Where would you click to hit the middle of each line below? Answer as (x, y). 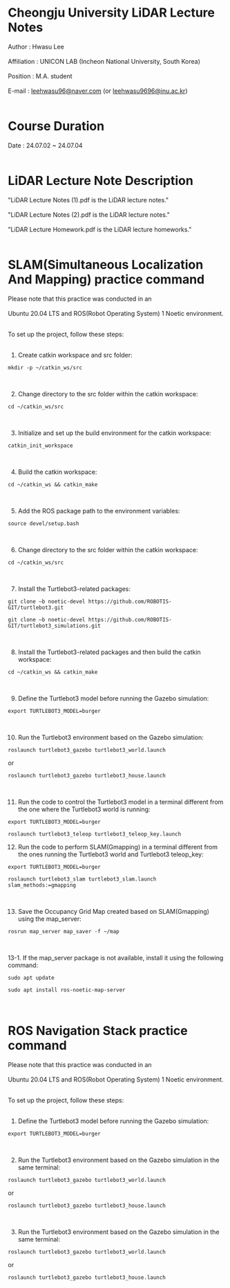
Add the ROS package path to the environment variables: (99, 511)
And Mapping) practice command (106, 279)
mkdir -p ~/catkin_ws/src (45, 368)
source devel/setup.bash (44, 523)
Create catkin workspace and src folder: (75, 355)
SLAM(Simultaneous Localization (106, 265)
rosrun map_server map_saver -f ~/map (64, 931)
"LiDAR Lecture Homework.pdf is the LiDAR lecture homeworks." (100, 229)
